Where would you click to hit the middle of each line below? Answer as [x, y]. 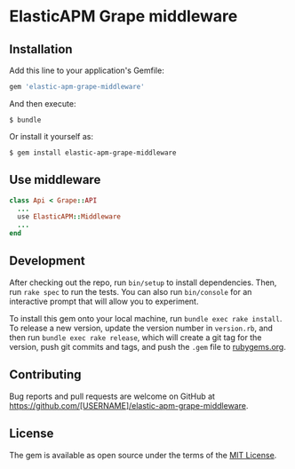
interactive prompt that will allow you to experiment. [104, 301]
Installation [41, 49]
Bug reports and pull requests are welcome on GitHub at [112, 396]
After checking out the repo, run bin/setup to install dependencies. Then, [143, 282]
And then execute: [43, 103]
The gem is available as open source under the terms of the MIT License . [143, 455]
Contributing [45, 375]
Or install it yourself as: [51, 136]
